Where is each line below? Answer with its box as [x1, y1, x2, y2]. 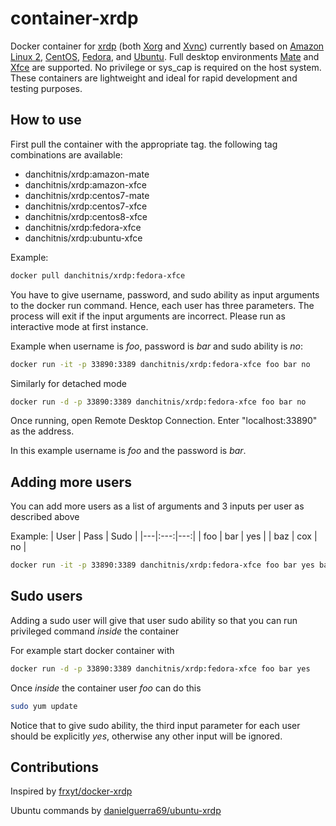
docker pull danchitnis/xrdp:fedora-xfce [10, 270, 186, 281]
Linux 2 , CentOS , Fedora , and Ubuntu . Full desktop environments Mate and [10, 50, 320, 62]
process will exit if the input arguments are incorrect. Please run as [10, 310, 286, 322]
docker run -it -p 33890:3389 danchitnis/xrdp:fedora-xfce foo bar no [10, 359, 311, 369]
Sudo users [10, 588, 83, 605]
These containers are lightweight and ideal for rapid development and [10, 72, 298, 84]
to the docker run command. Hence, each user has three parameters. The [10, 299, 315, 311]
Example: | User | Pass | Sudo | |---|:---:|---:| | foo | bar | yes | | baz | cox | [10, 530, 318, 542]
